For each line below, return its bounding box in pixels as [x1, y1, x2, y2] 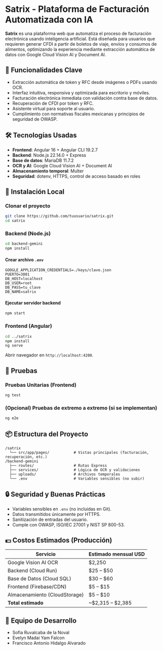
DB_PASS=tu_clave [5, 285, 41, 290]
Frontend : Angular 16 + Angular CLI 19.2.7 [12, 146, 98, 152]
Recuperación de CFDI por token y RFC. [12, 100, 94, 106]
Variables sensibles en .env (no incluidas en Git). [12, 506, 112, 512]
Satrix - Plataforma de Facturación [5, 3, 150, 15]
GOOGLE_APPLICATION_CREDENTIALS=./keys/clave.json [5, 268, 112, 273]
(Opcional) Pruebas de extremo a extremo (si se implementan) [5, 404, 158, 411]
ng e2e [5, 416, 19, 421]
